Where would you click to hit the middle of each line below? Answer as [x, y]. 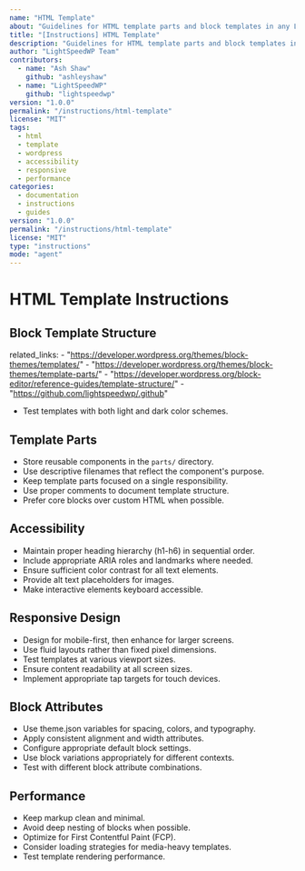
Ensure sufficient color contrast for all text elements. [121, 570]
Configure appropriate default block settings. [107, 748]
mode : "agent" [36, 255]
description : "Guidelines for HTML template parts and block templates [148, 43]
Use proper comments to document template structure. [126, 490]
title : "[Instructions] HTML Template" [85, 35]
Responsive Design [65, 618]
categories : [32, 187]
